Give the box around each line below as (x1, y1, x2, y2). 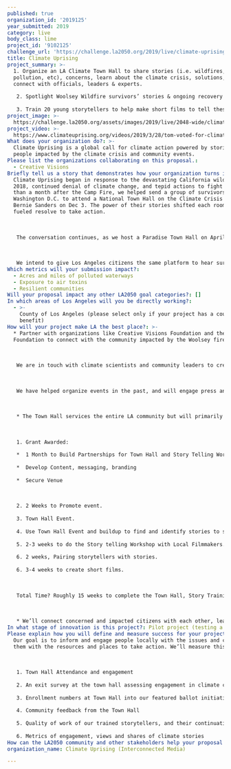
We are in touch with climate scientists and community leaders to (16, 362, 214, 369)
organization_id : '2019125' (7, 17, 88, 23)
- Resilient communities (13, 285, 85, 292)
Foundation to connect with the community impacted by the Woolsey (13, 336, 211, 343)
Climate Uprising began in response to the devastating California (13, 176, 211, 183)
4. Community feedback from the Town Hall (16, 707, 140, 714)
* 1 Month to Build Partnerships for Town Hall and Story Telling (16, 451, 214, 458)
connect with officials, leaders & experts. (13, 80, 143, 87)
